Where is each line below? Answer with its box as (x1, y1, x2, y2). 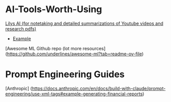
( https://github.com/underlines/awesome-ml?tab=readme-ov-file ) (5, 51, 144, 57)
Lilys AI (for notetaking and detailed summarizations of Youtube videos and (5, 20, 163, 26)
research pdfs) (5, 25, 37, 31)
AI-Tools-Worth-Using (5, 4, 102, 15)
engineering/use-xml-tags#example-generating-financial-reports (5, 90, 143, 97)
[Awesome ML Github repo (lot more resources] (5, 45, 106, 51)
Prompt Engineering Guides (5, 69, 125, 80)
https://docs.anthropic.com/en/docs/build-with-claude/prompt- (32, 85, 166, 91)
